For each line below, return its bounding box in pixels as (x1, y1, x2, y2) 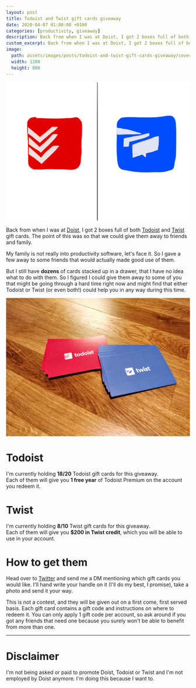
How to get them (6, 556, 88, 569)
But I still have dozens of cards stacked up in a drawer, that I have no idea (6, 267, 184, 274)
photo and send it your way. (6, 587, 73, 594)
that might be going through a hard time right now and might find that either (6, 280, 188, 287)
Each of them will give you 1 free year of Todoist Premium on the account (6, 477, 183, 484)
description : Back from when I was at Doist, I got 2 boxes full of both (6, 34, 190, 40)
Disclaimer (6, 649, 60, 663)
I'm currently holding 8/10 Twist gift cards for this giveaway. (6, 522, 150, 529)
